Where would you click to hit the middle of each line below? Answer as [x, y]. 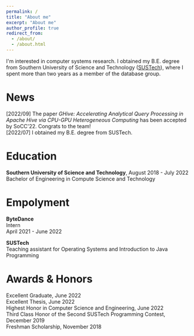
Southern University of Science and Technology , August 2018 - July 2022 [98, 172]
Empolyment [38, 202]
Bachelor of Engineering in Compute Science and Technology [81, 179]
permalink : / [22, 11]
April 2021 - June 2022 [34, 231]
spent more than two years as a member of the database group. [83, 74]
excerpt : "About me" [31, 22]
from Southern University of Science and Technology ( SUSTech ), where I [95, 67]
